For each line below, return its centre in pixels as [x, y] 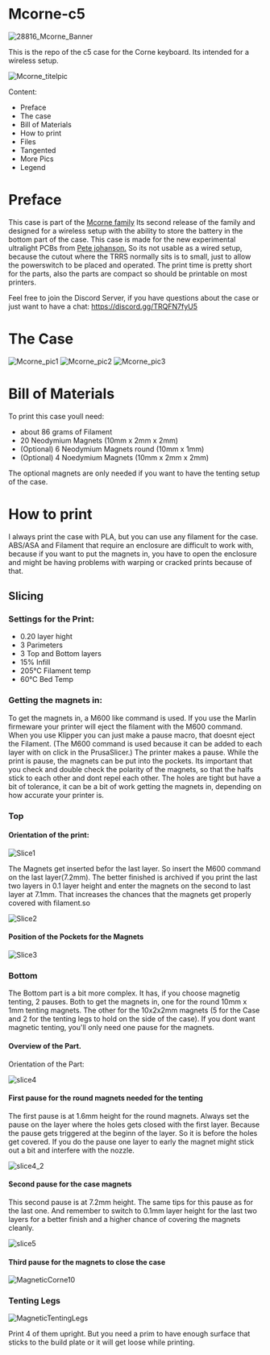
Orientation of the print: [49, 835]
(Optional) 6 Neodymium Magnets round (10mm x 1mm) [112, 449]
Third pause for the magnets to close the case [87, 1261]
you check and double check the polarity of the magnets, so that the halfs [131, 769]
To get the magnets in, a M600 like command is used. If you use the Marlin [132, 717]
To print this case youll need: [56, 416]
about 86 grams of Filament [66, 431]
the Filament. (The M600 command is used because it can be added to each [135, 743]
